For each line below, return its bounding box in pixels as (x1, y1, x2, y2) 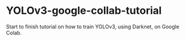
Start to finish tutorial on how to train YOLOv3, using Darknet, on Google (6, 23, 180, 30)
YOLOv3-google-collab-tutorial (6, 4, 162, 17)
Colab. (6, 29, 22, 36)
